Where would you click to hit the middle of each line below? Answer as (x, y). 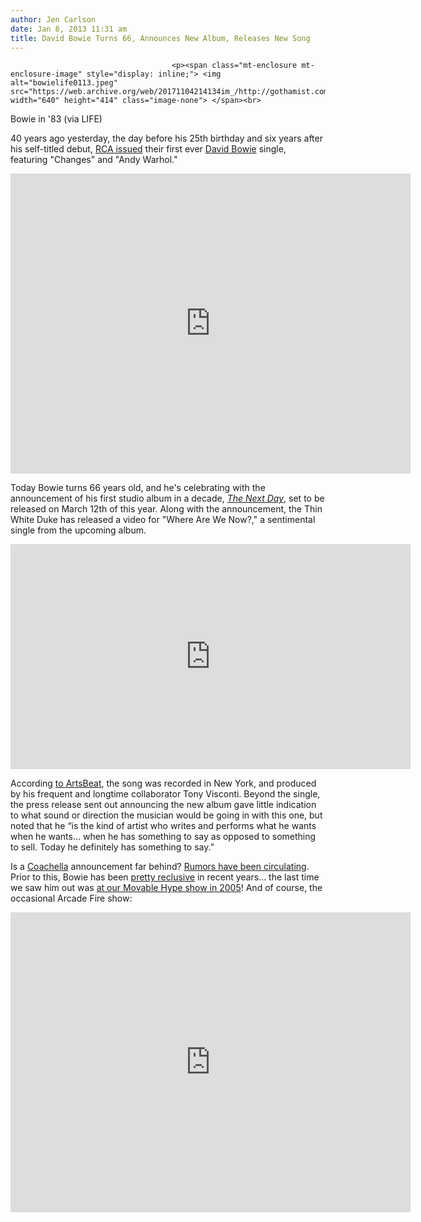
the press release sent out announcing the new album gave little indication (163, 805)
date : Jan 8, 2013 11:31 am (69, 29)
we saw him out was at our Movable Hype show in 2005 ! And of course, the (166, 888)
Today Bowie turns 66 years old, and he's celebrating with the (138, 488)
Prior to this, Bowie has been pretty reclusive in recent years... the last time (165, 877)
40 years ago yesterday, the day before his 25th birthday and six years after (166, 138)
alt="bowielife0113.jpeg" (64, 83)
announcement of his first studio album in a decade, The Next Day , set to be (167, 498)
